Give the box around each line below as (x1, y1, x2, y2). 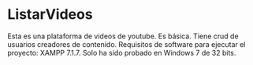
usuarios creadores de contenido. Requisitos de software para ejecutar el (7, 39, 246, 49)
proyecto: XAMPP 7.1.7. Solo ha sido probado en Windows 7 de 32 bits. (7, 48, 236, 57)
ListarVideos (7, 5, 93, 23)
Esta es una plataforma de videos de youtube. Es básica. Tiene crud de (7, 31, 239, 41)
